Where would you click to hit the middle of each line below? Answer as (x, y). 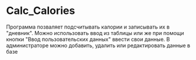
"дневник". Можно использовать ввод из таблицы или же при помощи (95, 33)
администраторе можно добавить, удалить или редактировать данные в (98, 45)
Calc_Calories (41, 11)
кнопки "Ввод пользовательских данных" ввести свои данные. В (88, 39)
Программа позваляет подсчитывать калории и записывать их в (88, 27)
